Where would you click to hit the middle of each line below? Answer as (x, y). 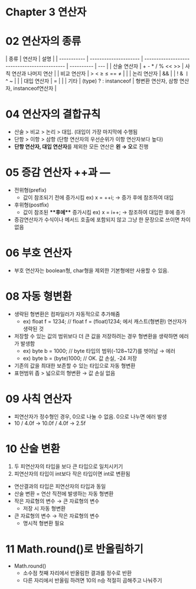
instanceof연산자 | (35, 89)
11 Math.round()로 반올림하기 (74, 549)
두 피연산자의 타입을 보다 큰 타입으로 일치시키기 (68, 466)
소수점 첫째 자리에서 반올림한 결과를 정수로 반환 (77, 572)
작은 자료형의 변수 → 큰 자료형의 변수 (57, 501)
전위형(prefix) (30, 190)
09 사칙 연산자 (39, 399)
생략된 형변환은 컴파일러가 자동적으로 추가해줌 (67, 314)
